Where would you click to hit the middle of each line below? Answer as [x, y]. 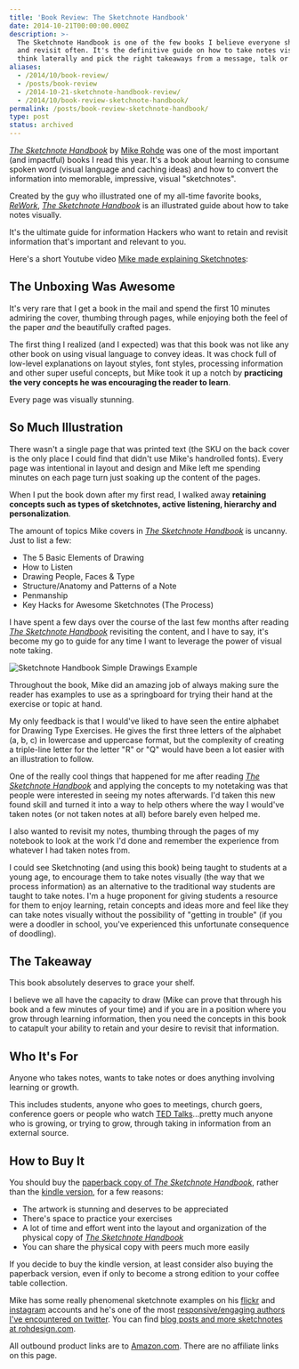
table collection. [39, 1284]
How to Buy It [47, 1161]
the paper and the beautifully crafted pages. [90, 327]
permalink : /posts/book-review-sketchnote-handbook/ [109, 109]
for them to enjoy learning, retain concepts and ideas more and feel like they [149, 905]
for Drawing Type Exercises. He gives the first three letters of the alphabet [145, 730]
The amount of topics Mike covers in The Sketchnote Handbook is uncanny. [148, 531]
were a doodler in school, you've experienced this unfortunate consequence [149, 924]
